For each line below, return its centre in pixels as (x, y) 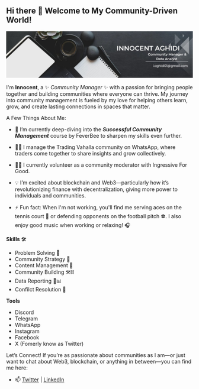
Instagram (27, 331)
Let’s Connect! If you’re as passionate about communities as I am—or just (96, 355)
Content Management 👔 (44, 265)
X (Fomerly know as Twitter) (49, 343)
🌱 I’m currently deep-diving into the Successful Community (88, 129)
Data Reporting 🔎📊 (38, 281)
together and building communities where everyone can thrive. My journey (97, 94)
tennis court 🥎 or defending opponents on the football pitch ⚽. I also (98, 216)
